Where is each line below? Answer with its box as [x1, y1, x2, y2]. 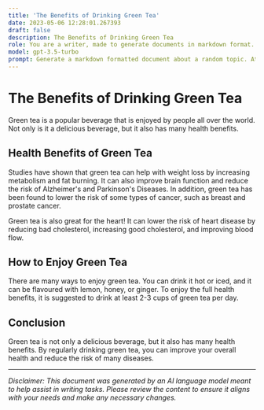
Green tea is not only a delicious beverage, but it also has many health [8, 337, 236, 346]
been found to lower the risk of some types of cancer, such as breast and [8, 192, 246, 201]
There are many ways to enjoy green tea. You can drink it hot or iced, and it [8, 276, 252, 286]
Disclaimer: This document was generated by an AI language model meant [8, 376, 251, 386]
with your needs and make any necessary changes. [8, 393, 177, 402]
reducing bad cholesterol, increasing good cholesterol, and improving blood [8, 224, 254, 234]
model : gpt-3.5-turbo [8, 48, 79, 56]
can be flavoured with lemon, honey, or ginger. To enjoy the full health [8, 285, 235, 294]
